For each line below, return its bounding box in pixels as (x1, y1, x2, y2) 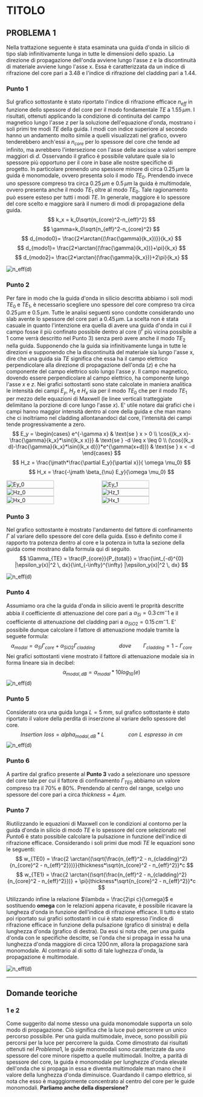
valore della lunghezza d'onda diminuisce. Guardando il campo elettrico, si (6, 1071, 192, 1079)
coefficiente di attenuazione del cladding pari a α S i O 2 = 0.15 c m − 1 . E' (6, 617, 176, 627)
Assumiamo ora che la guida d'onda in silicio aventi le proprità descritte (6, 602, 184, 609)
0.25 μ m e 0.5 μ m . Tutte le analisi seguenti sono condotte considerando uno (6, 309, 195, 316)
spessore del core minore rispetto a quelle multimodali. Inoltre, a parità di (6, 1052, 188, 1060)
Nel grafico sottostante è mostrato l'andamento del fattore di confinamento (6, 526, 193, 534)
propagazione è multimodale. (6, 953, 79, 960)
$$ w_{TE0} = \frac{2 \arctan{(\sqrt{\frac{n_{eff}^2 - (15, 855, 147, 862)
